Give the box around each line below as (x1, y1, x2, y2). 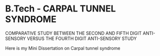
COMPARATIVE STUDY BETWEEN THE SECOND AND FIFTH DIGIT (5, 30, 142, 36)
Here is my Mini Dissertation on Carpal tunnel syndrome (5, 45, 120, 51)
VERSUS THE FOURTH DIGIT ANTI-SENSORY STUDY (26, 35, 137, 41)
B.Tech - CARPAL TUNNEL (5, 3, 116, 14)
